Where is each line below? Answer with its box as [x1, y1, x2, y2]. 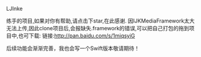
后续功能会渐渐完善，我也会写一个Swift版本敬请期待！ [6, 45, 140, 52]
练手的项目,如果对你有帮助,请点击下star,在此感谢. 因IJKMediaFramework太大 [6, 17, 195, 24]
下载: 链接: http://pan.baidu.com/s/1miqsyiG [29, 32, 136, 39]
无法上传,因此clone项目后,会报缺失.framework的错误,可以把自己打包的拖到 [6, 25, 190, 31]
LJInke [6, 5, 23, 12]
